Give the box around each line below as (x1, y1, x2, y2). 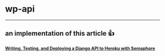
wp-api (5, 3, 35, 15)
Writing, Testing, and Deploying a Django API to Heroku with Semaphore (5, 45, 156, 51)
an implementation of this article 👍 (5, 29, 115, 37)
